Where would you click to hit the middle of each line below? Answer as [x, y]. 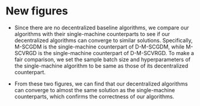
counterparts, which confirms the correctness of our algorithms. [94, 96]
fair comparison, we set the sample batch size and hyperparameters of [102, 59]
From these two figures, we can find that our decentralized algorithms [101, 84]
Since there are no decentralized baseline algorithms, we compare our [102, 28]
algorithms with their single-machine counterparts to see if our [92, 34]
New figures [37, 11]
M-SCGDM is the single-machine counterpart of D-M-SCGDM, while [99, 47]
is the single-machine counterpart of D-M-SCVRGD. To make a [116, 53]
